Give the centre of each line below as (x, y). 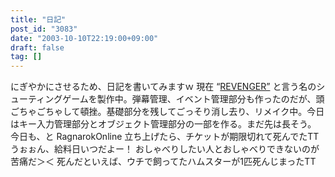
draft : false (37, 47)
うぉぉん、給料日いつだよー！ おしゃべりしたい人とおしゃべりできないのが (165, 149)
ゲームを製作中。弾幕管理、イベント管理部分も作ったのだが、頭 (193, 99)
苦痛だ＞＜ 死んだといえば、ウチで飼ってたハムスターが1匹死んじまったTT (163, 162)
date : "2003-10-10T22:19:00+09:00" (84, 38)
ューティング (36, 99)
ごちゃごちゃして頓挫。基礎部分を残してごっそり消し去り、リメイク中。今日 (167, 112)
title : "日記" (38, 19)
